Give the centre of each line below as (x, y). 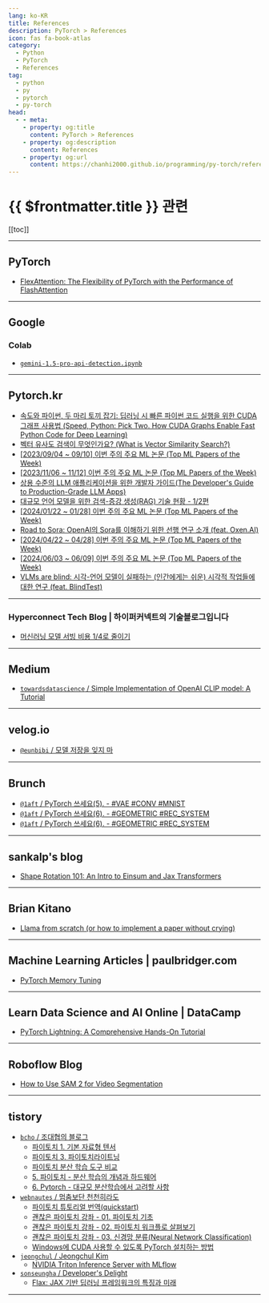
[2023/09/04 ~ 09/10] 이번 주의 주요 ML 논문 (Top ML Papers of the (130, 454)
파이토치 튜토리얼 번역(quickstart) (85, 1207)
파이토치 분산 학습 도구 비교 (74, 1167)
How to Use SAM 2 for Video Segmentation (91, 1084)
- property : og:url (55, 157)
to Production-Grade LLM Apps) (73, 492)
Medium (29, 670)
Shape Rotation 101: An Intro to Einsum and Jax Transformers (120, 876)
